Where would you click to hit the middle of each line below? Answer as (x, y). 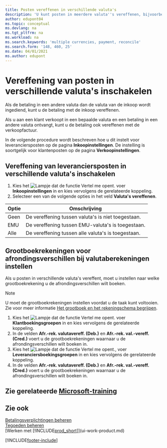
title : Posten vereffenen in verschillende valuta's (61, 10)
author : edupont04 (24, 19)
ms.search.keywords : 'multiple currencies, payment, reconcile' (73, 42)
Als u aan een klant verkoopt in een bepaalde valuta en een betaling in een (82, 120)
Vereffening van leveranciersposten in (66, 166)
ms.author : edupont (25, 56)
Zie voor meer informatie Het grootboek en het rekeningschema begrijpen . (82, 308)
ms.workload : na (22, 38)
